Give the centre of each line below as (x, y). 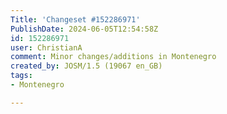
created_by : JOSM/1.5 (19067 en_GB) (86, 66)
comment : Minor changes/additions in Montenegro (113, 57)
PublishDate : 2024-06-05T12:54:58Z (84, 29)
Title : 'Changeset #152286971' (75, 19)
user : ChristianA (46, 47)
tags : (21, 76)
